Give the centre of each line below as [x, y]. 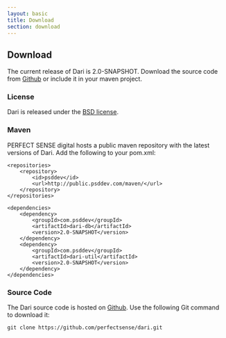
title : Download [31, 20]
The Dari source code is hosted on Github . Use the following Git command [113, 307]
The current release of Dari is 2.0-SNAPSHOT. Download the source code [113, 72]
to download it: [28, 315]
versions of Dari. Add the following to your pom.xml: [81, 152]
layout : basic [28, 14]
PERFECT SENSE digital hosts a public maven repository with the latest [108, 145]
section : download [34, 26]
